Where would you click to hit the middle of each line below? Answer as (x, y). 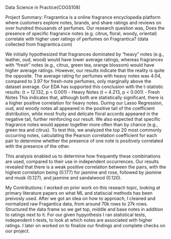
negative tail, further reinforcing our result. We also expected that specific (83, 119)
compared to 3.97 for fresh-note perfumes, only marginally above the (78, 81)
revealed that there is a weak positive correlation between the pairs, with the (86, 167)
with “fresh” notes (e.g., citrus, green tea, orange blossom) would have (80, 65)
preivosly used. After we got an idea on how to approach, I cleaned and (80, 198)
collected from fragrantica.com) (39, 44)
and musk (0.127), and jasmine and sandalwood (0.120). (64, 178)
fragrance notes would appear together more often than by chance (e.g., (82, 125)
